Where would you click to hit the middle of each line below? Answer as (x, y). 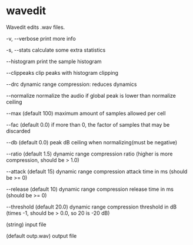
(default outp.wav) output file (41, 236)
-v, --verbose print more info (41, 38)
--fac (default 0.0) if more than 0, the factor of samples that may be (88, 124)
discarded (18, 131)
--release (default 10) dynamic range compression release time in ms (90, 189)
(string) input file (26, 224)
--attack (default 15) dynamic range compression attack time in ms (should (97, 171)
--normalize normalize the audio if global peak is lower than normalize (91, 95)
